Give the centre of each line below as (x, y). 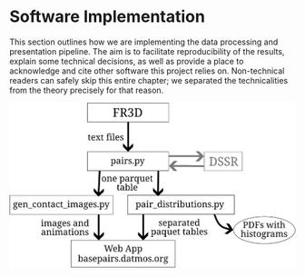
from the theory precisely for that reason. (87, 90)
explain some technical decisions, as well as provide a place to (127, 61)
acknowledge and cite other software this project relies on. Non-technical (147, 71)
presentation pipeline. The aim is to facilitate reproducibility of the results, (147, 51)
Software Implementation (108, 17)
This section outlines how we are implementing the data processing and (144, 42)
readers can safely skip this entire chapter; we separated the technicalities (149, 80)
